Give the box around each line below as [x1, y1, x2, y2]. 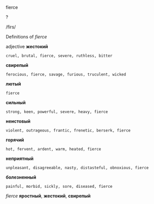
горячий [6, 137, 24, 143]
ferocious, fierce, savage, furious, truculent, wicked [6, 72, 126, 77]
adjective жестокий [6, 44, 49, 50]
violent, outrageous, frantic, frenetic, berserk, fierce [6, 128, 131, 133]
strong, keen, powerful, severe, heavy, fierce [6, 109, 108, 114]
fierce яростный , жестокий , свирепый [6, 193, 91, 199]
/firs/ [6, 24, 16, 30]
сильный [6, 100, 26, 105]
